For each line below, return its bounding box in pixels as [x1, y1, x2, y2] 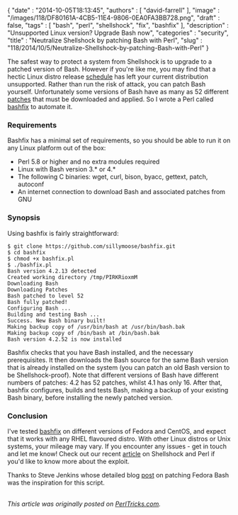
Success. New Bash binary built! [7, 317, 106, 324]
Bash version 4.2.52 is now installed [7, 336, 122, 343]
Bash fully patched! [7, 298, 69, 305]
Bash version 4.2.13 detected [7, 267, 97, 275]
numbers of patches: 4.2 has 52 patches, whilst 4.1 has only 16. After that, [7, 378, 222, 387]
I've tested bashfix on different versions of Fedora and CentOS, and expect [7, 426, 227, 435]
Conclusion [7, 411, 48, 421]
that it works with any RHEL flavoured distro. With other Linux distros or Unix [7, 434, 231, 443]
